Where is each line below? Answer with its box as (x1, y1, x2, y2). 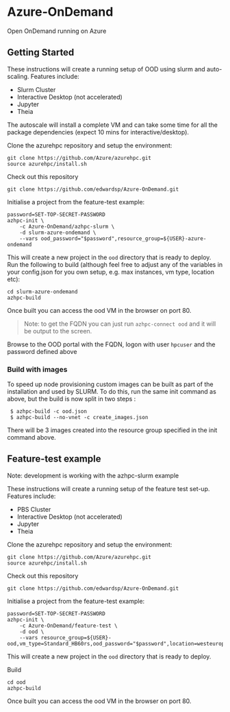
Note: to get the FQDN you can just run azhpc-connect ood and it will (23, 320, 216, 328)
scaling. (7, 72, 29, 80)
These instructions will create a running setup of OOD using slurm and (7, 64, 205, 73)
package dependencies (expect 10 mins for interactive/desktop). (7, 128, 190, 136)
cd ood (7, 678, 26, 686)
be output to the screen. (23, 327, 92, 335)
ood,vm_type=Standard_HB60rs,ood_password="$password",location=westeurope (7, 640, 228, 647)
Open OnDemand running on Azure (7, 27, 107, 35)
